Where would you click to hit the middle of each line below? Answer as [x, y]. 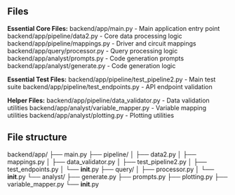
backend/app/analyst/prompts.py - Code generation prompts [96, 58]
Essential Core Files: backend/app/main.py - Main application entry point [114, 28]
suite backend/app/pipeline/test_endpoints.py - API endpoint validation [110, 86]
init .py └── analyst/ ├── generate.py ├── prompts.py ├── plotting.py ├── [117, 176]
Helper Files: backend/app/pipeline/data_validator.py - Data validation [109, 100]
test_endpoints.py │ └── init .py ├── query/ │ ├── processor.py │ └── [111, 169]
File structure [37, 137]
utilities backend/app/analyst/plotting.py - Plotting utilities [90, 115]
